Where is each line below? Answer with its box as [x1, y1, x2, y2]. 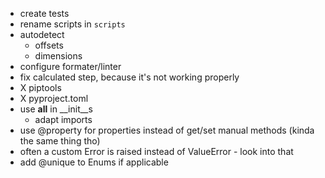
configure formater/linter [19, 61, 122, 72]
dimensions [34, 50, 83, 62]
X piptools [19, 82, 62, 93]
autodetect [19, 29, 65, 40]
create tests [19, 8, 70, 19]
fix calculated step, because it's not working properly [19, 71, 240, 83]
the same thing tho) [19, 135, 101, 147]
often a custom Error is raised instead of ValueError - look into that [19, 146, 294, 157]
